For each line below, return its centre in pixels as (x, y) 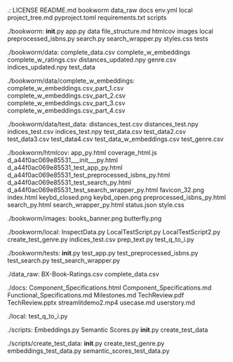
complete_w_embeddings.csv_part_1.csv (66, 88)
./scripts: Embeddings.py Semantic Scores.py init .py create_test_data (108, 330)
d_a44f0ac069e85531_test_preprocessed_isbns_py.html (89, 175)
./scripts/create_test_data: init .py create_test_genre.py (86, 343)
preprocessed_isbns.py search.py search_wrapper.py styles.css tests (108, 39)
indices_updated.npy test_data (52, 67)
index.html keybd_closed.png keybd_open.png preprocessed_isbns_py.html (117, 197)
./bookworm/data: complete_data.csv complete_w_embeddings (99, 52)
